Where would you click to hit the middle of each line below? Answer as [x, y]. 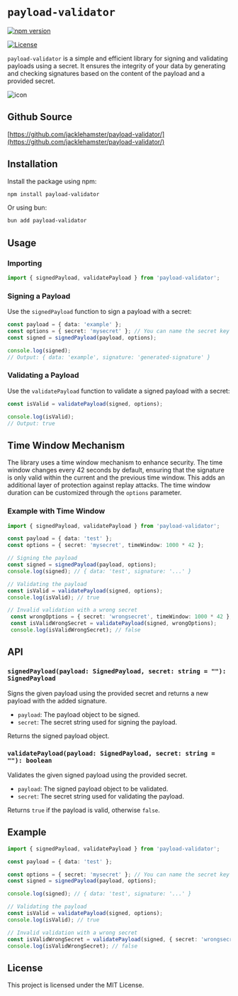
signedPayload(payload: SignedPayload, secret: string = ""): [117, 671]
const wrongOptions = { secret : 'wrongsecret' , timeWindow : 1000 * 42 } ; [121, 617]
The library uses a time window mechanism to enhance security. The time [115, 462]
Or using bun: [27, 207]
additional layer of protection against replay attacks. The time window [109, 485]
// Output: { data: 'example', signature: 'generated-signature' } [109, 357]
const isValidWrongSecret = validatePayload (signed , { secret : [103, 939]
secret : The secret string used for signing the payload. [97, 722]
